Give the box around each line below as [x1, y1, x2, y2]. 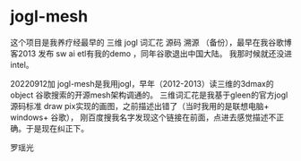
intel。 [10, 59, 34, 70]
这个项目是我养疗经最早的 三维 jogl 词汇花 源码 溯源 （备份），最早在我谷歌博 [10, 37, 292, 47]
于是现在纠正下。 [25, 123, 89, 133]
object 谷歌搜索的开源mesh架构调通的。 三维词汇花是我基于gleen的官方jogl [10, 89, 288, 100]
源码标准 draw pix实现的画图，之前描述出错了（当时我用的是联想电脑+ [10, 100, 270, 111]
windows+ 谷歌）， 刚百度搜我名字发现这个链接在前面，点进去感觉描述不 [10, 112, 277, 123]
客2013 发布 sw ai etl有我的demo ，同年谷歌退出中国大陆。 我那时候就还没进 [10, 47, 292, 59]
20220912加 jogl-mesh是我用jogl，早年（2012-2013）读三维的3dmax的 [10, 78, 274, 89]
